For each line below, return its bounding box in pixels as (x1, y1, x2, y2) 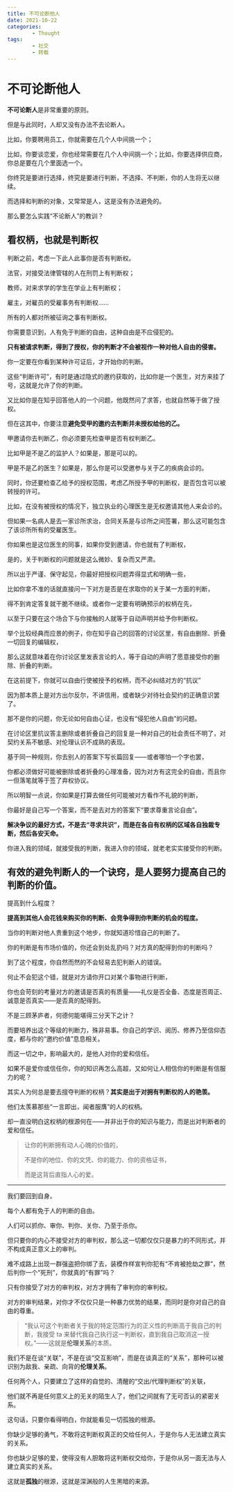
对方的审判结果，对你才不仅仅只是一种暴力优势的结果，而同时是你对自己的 (7, 1298, 220, 1306)
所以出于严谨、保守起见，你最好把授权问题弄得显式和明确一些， (7, 570, 189, 578)
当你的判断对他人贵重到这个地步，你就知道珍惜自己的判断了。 (7, 929, 184, 937)
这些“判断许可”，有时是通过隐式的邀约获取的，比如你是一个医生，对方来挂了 (7, 372, 225, 380)
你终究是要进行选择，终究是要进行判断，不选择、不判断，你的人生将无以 (7, 173, 214, 182)
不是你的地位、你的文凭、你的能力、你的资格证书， (24, 1156, 171, 1164)
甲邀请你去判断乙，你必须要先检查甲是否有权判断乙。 (7, 434, 159, 442)
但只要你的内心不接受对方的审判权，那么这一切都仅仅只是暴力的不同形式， (7, 1236, 220, 1245)
